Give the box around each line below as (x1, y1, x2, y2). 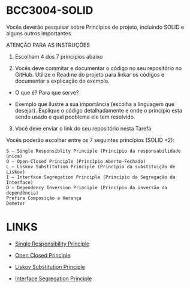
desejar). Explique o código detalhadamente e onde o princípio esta (14, 107, 183, 114)
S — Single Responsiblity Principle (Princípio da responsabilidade (6, 148, 181, 154)
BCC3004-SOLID (6, 4, 94, 17)
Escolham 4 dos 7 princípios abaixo (14, 53, 103, 60)
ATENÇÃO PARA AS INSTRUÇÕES (6, 41, 91, 48)
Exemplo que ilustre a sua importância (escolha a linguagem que (14, 100, 175, 108)
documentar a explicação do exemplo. (14, 77, 110, 84)
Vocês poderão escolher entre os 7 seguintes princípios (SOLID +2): (6, 136, 175, 144)
